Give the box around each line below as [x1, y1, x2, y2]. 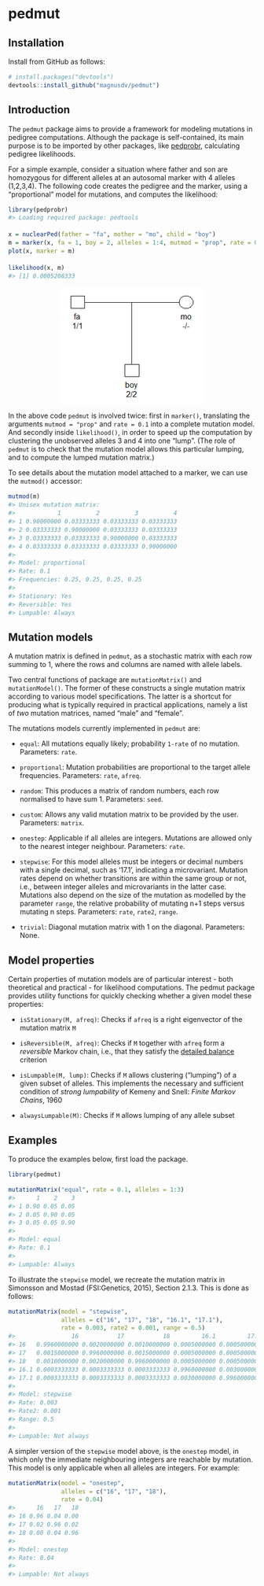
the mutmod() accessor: [8, 477, 82, 486]
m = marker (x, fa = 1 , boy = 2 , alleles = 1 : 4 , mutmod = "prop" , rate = [8, 239, 251, 247]
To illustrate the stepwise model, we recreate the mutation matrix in [8, 1274, 225, 1284]
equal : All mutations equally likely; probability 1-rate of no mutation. [19, 739, 240, 748]
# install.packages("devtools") [8, 73, 114, 81]
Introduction [8, 103, 71, 116]
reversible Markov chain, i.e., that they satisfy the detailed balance [19, 1047, 235, 1057]
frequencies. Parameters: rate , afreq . [19, 771, 141, 780]
